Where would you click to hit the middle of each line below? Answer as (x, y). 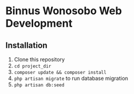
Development (39, 23)
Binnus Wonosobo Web (64, 11)
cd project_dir (33, 66)
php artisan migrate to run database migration (71, 78)
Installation (26, 45)
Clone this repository (39, 59)
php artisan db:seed (39, 85)
